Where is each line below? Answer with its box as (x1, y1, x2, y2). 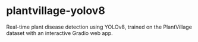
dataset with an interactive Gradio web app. (6, 29, 113, 36)
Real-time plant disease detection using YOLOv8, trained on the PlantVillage (6, 23, 192, 30)
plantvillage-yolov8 (6, 4, 105, 17)
